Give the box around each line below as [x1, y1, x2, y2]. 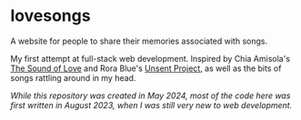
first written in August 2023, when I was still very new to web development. [10, 99, 293, 110]
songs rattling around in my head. [10, 72, 136, 83]
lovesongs [10, 5, 91, 26]
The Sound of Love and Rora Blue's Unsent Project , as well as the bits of [10, 63, 282, 74]
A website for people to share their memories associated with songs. [10, 35, 267, 46]
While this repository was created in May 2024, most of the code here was [10, 90, 291, 101]
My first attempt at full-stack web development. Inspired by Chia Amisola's [10, 53, 290, 64]
